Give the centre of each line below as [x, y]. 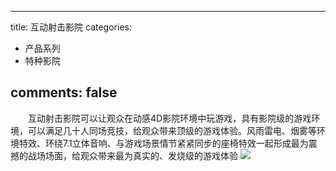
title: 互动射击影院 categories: [71, 27]
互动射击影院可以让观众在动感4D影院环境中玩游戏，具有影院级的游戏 [169, 118]
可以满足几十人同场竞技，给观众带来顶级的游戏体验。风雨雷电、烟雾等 [172, 130]
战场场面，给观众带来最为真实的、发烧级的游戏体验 [132, 155]
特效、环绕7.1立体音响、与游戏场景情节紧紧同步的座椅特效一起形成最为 [163, 143]
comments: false [64, 92]
